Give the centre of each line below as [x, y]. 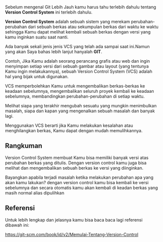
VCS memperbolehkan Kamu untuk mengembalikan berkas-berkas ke [75, 86]
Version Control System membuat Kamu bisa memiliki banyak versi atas [77, 157]
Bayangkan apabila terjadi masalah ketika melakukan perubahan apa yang [79, 177]
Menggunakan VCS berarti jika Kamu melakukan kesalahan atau [69, 125]
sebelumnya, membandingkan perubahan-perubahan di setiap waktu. [75, 96]
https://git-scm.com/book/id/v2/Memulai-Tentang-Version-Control [72, 234]
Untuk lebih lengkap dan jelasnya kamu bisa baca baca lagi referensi [74, 220]
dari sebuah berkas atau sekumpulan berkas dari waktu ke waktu [93, 27]
